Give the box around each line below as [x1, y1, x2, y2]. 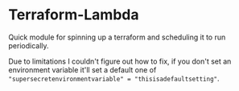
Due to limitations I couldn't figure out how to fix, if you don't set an [8, 56, 232, 66]
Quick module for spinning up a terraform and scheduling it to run [8, 32, 226, 42]
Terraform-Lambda [8, 6, 139, 24]
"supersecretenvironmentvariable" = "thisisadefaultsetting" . [8, 73, 220, 83]
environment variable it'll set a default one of [8, 64, 157, 74]
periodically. [8, 40, 50, 50]
